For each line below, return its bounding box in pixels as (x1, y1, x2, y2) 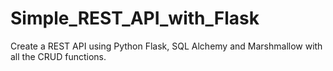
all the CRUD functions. (10, 50, 107, 62)
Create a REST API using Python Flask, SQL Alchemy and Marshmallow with (10, 40, 323, 52)
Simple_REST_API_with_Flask (10, 7, 260, 30)
